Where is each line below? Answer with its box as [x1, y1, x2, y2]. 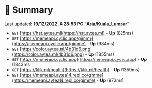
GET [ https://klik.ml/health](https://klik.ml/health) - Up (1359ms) [11, 66, 140, 73]
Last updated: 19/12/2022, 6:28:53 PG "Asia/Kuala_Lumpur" [4, 21, 130, 27]
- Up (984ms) [87, 40, 115, 46]
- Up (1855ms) [85, 51, 114, 57]
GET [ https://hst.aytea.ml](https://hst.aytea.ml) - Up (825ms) [11, 30, 134, 36]
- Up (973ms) [96, 77, 124, 83]
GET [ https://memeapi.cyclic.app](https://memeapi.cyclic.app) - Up [11, 56, 147, 62]
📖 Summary [4, 4, 53, 16]
